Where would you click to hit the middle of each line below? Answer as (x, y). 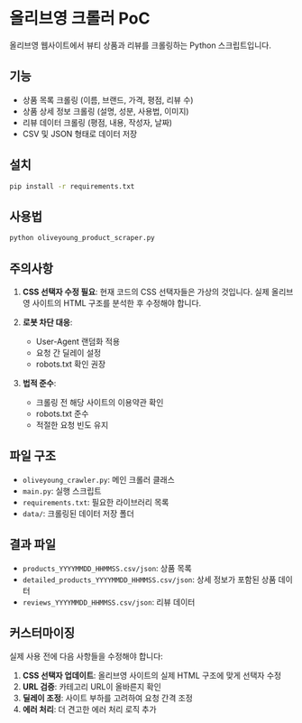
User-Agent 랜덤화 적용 (78, 341)
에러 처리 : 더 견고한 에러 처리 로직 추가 (89, 709)
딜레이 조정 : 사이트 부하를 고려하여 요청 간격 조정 (108, 698)
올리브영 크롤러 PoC (80, 19)
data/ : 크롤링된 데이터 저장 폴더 (78, 513)
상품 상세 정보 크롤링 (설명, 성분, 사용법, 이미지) (105, 111)
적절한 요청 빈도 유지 (72, 424)
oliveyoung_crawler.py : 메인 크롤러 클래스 (99, 479)
